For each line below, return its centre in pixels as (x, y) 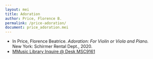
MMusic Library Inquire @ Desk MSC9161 (54, 52)
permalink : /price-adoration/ (36, 23)
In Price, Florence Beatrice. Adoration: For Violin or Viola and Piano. (80, 41)
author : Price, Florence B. (34, 18)
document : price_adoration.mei (37, 28)
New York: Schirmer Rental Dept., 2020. (52, 46)
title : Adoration (23, 14)
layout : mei (17, 9)
